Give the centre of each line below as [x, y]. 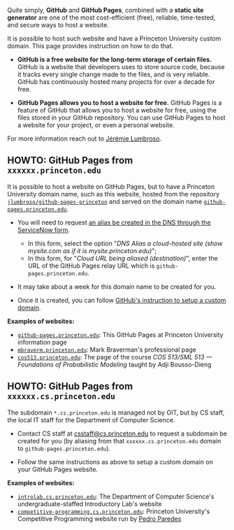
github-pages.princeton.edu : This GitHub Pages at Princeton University [120, 334]
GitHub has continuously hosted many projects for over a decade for [116, 82]
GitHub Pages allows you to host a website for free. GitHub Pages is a [119, 103]
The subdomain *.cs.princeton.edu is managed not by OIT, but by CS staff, [116, 413]
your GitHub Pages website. [58, 469]
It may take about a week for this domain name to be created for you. [117, 287]
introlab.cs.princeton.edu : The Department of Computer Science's [116, 496]
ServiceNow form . [43, 229]
